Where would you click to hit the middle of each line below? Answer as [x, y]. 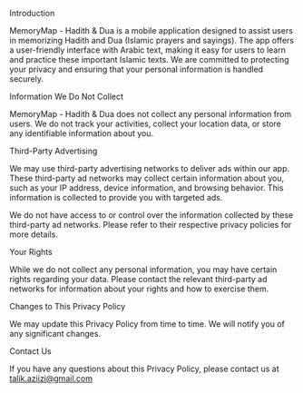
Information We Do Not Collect [67, 96]
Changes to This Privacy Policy [68, 306]
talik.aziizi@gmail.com [51, 378]
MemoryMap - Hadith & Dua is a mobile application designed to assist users [151, 30]
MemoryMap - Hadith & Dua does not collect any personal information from [151, 114]
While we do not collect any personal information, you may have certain [143, 270]
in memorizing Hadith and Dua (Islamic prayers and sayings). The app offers [152, 40]
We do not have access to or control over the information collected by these [151, 215]
